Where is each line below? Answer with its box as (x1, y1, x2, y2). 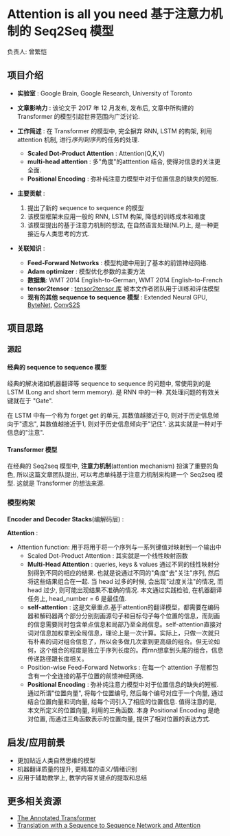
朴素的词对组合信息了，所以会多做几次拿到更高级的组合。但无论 (33, 637, 214, 646)
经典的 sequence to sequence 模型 (7, 363, 107, 371)
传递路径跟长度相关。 (27, 654, 88, 663)
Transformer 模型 (7, 445, 58, 453)
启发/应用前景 (7, 736, 65, 749)
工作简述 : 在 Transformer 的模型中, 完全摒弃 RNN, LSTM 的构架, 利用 (16, 126, 213, 135)
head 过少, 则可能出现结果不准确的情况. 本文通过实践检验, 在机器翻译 (27, 585, 222, 594)
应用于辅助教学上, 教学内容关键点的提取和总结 (16, 773, 148, 782)
